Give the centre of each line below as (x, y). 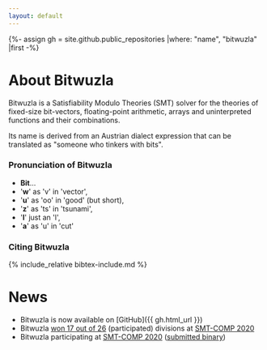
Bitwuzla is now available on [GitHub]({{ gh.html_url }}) (111, 320)
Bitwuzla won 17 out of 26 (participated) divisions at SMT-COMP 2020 (137, 328)
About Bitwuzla (61, 80)
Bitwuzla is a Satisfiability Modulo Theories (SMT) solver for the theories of (133, 103)
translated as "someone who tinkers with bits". (86, 144)
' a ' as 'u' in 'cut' (47, 226)
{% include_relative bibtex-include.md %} (78, 265)
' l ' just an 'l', (40, 217)
